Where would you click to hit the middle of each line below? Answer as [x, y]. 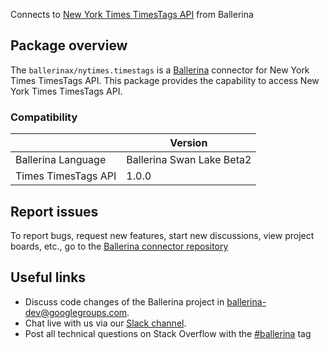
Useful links [48, 277]
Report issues [54, 211]
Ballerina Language [61, 160]
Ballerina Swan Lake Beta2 [189, 160]
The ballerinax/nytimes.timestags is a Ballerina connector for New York [160, 70]
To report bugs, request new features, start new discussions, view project [162, 235]
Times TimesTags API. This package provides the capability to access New [165, 80]
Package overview [69, 45]
